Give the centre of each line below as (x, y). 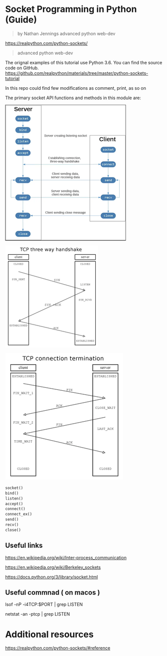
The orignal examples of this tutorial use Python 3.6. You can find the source (84, 62)
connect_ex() (19, 514)
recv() (12, 525)
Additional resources (49, 634)
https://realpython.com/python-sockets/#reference (58, 648)
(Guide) (21, 20)
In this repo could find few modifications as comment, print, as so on (76, 88)
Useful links (24, 546)
